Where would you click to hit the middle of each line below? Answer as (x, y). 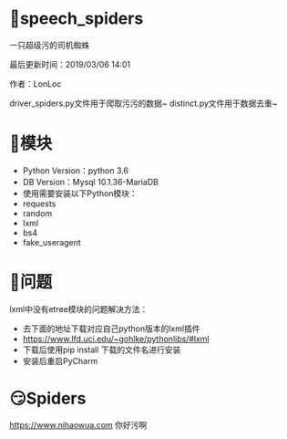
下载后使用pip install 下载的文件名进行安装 (102, 350)
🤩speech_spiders (77, 19)
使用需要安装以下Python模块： (80, 193)
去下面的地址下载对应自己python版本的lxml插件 (111, 329)
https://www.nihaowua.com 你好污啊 (78, 424)
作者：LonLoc (36, 84)
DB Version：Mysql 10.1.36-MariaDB (91, 182)
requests (39, 204)
